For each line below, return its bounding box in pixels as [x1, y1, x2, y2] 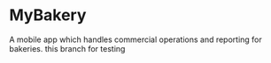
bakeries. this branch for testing [9, 43, 126, 53]
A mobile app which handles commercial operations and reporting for [9, 34, 263, 45]
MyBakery [9, 5, 87, 25]
